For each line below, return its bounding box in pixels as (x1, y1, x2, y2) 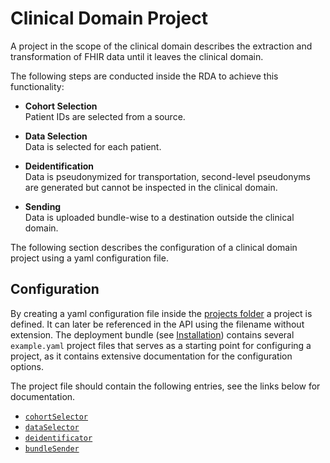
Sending (24, 200, 62, 212)
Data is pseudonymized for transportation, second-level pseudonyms (24, 170, 311, 182)
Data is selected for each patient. (24, 140, 162, 152)
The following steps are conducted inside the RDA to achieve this (10, 70, 279, 82)
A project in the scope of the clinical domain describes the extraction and (10, 40, 313, 52)
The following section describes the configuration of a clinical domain (10, 241, 298, 253)
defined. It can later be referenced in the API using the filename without (10, 318, 305, 330)
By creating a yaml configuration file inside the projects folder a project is (10, 307, 313, 319)
